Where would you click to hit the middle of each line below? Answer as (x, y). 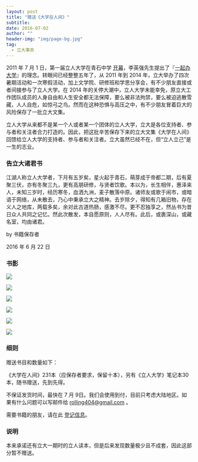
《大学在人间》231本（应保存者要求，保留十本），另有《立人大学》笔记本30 (98, 375)
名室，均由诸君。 (27, 222)
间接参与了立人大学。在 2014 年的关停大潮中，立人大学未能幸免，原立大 (98, 90)
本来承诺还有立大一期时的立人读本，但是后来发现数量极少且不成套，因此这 (96, 445)
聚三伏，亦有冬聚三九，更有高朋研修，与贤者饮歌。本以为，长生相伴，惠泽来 (99, 185)
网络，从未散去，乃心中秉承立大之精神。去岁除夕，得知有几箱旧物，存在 (104, 200)
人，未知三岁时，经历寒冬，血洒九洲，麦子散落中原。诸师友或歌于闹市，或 (96, 192)
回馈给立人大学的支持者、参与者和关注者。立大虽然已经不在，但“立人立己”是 (99, 139)
